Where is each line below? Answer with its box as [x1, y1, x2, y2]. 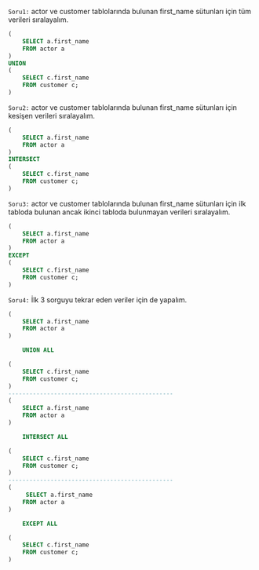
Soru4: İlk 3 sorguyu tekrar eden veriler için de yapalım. [8, 294, 188, 305]
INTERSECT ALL [22, 433, 68, 440]
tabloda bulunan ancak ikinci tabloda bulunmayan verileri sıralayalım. [8, 207, 231, 217]
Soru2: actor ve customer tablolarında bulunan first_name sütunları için [8, 102, 238, 112]
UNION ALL [22, 346, 55, 354]
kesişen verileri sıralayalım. [8, 111, 96, 120]
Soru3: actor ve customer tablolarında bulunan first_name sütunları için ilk [8, 199, 246, 208]
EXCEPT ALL [22, 520, 58, 528]
